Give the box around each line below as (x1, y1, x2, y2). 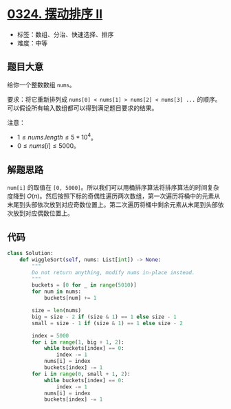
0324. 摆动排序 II (7, 6, 103, 22)
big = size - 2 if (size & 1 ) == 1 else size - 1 (32, 313, 177, 320)
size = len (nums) (32, 307, 81, 314)
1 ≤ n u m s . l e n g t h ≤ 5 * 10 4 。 (16, 132, 98, 142)
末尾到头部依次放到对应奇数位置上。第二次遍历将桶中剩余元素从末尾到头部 (7, 201, 218, 209)
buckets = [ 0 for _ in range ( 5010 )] (32, 282, 137, 289)
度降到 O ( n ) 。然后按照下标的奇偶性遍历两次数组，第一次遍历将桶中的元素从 (7, 192, 221, 200)
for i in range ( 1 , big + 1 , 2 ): (32, 338, 125, 346)
